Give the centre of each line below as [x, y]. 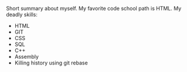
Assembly [27, 57]
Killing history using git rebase [51, 63]
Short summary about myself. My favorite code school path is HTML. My [94, 8]
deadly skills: [22, 15]
